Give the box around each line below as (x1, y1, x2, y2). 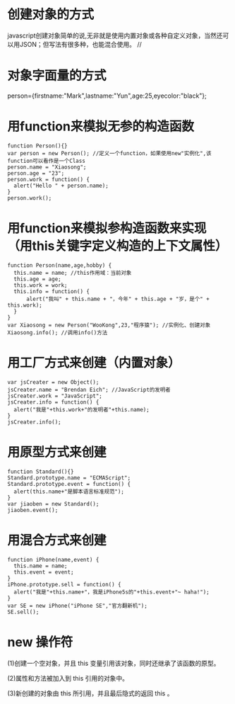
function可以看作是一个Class (7, 157, 86, 164)
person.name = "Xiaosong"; (7, 164, 87, 171)
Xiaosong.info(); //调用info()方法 (7, 329, 108, 336)
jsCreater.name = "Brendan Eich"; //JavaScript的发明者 (7, 386, 171, 393)
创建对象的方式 (7, 6, 95, 23)
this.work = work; (13, 281, 68, 289)
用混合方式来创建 (7, 532, 107, 548)
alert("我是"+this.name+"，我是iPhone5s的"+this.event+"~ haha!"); (13, 589, 210, 596)
